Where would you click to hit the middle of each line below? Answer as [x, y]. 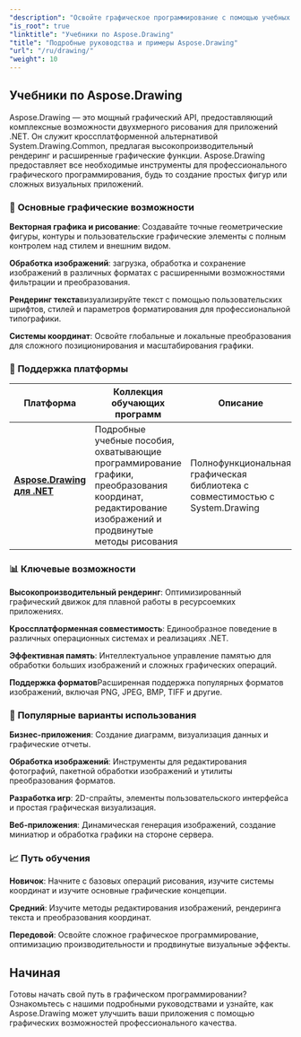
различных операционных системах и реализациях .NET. [119, 638]
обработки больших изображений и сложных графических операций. [143, 665]
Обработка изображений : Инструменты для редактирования [128, 762]
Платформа [50, 403]
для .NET [34, 492]
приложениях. [37, 611]
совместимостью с [232, 497]
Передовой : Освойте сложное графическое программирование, [134, 935]
